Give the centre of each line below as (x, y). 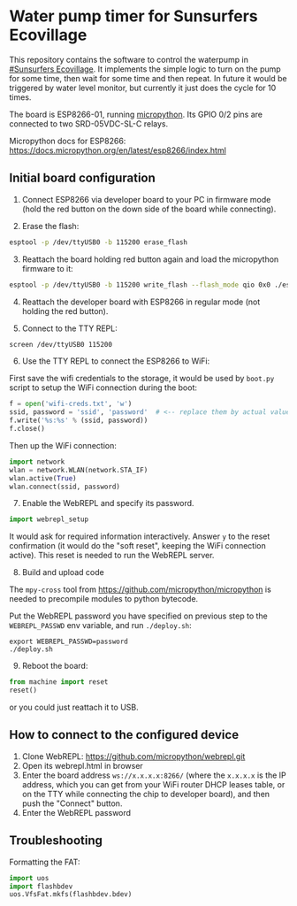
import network (37, 462)
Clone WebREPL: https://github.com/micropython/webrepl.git (133, 756)
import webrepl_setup (49, 519)
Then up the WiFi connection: (63, 445)
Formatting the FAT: (45, 862)
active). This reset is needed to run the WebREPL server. (112, 556)
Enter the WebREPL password (76, 812)
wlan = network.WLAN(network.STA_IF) (79, 470)
